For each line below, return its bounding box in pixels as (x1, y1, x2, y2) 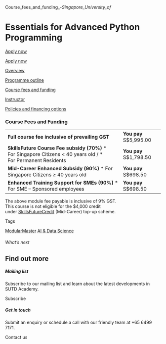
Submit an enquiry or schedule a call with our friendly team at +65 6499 (5, 319, 152, 326)
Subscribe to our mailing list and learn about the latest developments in (5, 281, 150, 287)
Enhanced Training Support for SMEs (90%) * (7, 179, 119, 186)
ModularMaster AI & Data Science (5, 228, 74, 234)
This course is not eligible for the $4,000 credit (5, 203, 101, 209)
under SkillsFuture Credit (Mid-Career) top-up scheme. (5, 209, 116, 215)
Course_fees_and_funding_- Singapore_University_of (5, 4, 111, 10)
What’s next (5, 239, 30, 245)
